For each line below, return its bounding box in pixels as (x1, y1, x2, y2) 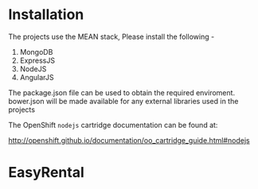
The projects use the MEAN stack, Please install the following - (8, 32, 215, 41)
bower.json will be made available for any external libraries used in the (8, 96, 239, 106)
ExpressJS (19, 56, 56, 65)
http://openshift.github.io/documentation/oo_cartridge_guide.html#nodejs (8, 135, 250, 145)
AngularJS (19, 72, 54, 82)
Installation (8, 6, 84, 24)
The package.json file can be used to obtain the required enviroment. (8, 87, 236, 97)
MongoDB (19, 47, 53, 56)
